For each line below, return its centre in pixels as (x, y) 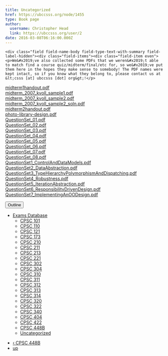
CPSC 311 (30, 279)
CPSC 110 (30, 226)
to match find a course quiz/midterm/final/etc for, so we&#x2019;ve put (84, 65)
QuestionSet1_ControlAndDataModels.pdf (48, 162)
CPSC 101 (30, 221)
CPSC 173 (30, 237)
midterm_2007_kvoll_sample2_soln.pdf (45, 103)
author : (13, 24)
